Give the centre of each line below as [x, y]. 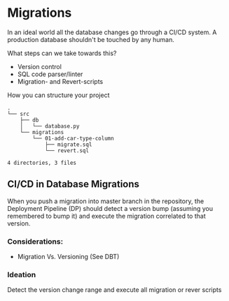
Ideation [22, 274]
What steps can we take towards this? [62, 53]
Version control [39, 66]
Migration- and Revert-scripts [60, 81]
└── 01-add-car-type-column [73, 138]
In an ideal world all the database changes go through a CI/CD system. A [112, 32]
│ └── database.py [50, 126]
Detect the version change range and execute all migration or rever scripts [114, 290]
